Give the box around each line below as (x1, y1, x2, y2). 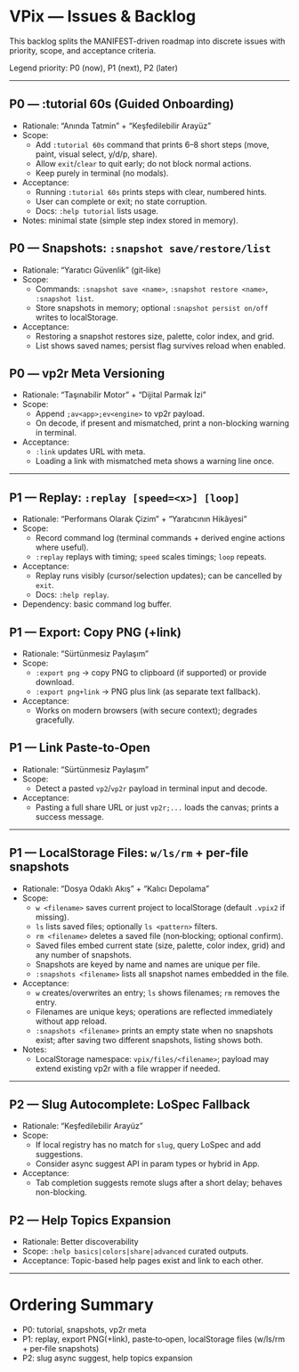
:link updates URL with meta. (35, 446, 146, 457)
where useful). (35, 542, 89, 553)
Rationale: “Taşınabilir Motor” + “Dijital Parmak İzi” (21, 389, 206, 400)
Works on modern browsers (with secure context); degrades (35, 706, 258, 715)
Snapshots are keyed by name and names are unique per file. (35, 959, 261, 969)
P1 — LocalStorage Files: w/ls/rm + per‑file (9, 845, 249, 861)
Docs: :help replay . (35, 590, 109, 600)
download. (35, 677, 75, 687)
